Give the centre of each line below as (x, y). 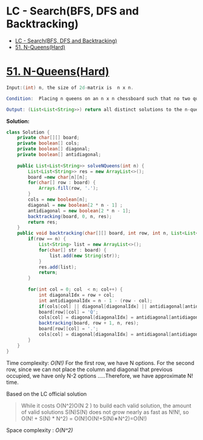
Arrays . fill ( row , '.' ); (68, 189)
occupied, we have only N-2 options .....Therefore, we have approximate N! (100, 375)
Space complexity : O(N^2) (40, 430)
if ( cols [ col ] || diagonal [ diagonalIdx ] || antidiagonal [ (112, 306)
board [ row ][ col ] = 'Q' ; (68, 312)
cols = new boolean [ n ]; (58, 199)
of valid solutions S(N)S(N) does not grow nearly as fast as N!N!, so (105, 412)
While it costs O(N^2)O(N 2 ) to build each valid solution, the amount (106, 406)
